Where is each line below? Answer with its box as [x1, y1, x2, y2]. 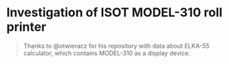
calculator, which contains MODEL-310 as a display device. [23, 49, 190, 57]
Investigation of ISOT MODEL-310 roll [6, 5, 223, 20]
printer [6, 19, 47, 35]
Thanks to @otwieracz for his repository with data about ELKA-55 [23, 42, 210, 50]
